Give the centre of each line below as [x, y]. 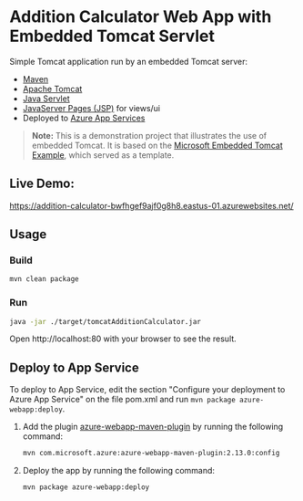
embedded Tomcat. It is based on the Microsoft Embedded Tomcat [157, 145]
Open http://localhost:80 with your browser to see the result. [123, 339]
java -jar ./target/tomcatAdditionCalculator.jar [106, 321]
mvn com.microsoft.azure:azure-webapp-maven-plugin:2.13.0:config [151, 454]
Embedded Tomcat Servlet [112, 36]
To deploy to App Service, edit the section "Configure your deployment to [147, 390]
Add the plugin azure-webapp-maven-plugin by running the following [153, 427]
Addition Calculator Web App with [141, 17]
